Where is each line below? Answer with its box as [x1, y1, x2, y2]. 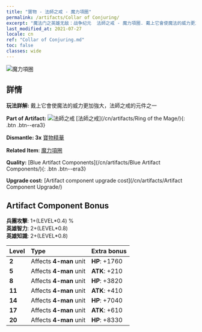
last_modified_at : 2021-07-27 [6, 25, 82, 32]
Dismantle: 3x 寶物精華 [6, 134, 64, 141]
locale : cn [6, 31, 34, 37]
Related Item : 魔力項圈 [6, 146, 63, 154]
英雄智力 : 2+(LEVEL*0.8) [6, 225, 68, 232]
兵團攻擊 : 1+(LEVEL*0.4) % [6, 218, 74, 225]
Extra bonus [91, 247, 127, 255]
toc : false [6, 43, 34, 49]
